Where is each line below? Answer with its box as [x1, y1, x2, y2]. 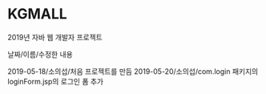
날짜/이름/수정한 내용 [7, 49, 73, 59]
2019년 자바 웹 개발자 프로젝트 [7, 32, 103, 42]
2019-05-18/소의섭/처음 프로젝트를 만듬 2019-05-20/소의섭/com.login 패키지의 [7, 66, 259, 76]
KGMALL [7, 5, 67, 23]
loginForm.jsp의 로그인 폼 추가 [7, 76, 104, 86]
